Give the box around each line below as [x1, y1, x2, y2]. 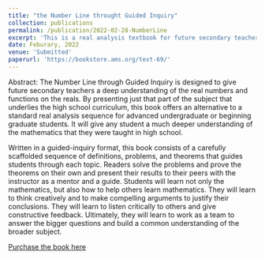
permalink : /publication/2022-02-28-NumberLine [8, 26, 168, 34]
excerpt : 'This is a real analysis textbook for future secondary [8, 33, 231, 42]
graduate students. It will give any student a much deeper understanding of [8, 119, 253, 129]
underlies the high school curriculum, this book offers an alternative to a [8, 102, 243, 111]
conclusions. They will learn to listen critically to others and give [8, 201, 217, 211]
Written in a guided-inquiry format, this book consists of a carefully [8, 143, 226, 152]
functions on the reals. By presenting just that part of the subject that [8, 94, 233, 103]
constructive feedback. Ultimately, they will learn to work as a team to [8, 210, 235, 220]
